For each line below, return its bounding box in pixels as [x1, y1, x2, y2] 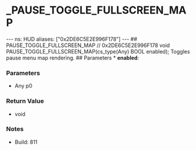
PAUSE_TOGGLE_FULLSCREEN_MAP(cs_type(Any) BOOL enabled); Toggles [6, 48, 190, 55]
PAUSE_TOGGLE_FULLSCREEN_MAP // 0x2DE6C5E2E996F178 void [6, 42, 170, 49]
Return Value [6, 97, 44, 105]
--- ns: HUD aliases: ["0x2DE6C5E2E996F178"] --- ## [6, 35, 137, 42]
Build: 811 [14, 138, 38, 145]
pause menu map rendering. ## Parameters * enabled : [6, 54, 139, 61]
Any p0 [14, 82, 32, 89]
